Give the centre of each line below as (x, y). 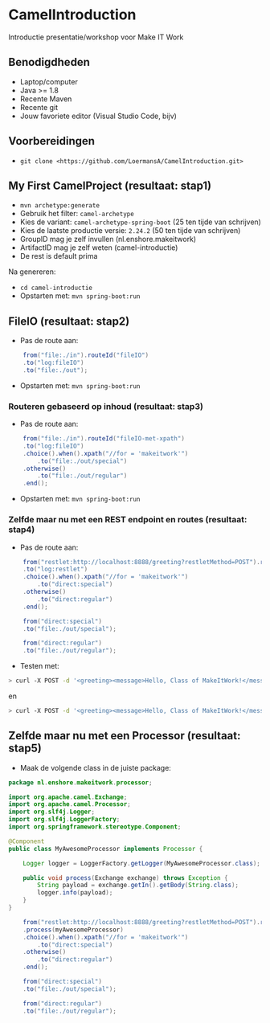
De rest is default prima (59, 256)
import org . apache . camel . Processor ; (70, 804)
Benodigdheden (49, 62)
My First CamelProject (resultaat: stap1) (110, 185)
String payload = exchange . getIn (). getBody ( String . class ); (138, 886)
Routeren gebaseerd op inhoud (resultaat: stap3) (106, 406)
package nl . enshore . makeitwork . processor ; (80, 782)
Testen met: (40, 666)
